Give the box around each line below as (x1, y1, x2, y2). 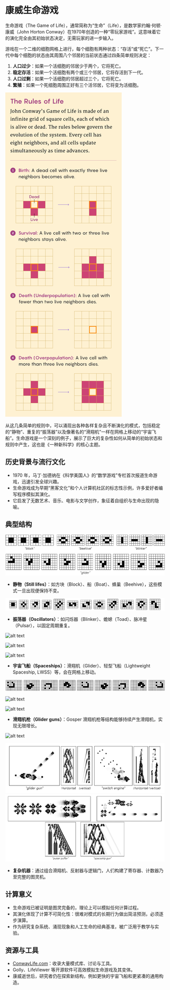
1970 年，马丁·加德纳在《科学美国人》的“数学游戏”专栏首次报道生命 (12, 472, 153, 478)
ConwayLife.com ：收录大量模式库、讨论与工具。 (12, 961, 115, 967)
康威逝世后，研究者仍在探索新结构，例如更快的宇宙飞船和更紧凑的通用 (12, 973, 159, 979)
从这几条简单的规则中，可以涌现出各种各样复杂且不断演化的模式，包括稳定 (5, 422, 160, 429)
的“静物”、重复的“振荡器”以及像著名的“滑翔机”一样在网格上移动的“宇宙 (5, 429, 152, 435)
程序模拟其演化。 (17, 491, 53, 497)
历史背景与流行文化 (5, 457, 65, 467)
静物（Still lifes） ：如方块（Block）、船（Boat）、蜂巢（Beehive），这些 (12, 581, 158, 587)
